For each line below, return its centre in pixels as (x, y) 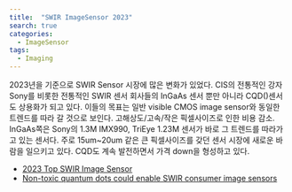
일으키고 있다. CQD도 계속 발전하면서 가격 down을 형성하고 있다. (138, 151)
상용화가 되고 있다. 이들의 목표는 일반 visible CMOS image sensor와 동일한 (149, 107)
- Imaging (35, 58)
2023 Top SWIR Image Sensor (77, 169)
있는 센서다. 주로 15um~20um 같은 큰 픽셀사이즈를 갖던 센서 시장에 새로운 (146, 140)
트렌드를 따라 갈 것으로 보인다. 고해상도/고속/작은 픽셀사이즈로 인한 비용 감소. (142, 118)
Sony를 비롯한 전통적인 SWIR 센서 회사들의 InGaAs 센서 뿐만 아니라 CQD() (139, 96)
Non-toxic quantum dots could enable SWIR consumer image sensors (150, 178)
